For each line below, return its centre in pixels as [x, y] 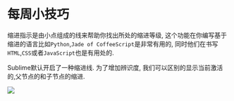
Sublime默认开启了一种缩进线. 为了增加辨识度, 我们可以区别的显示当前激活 [115, 67]
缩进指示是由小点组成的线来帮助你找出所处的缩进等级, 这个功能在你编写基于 [117, 35]
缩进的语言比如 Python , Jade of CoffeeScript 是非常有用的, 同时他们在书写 [113, 43]
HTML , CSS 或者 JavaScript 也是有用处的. [61, 53]
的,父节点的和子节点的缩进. [47, 76]
